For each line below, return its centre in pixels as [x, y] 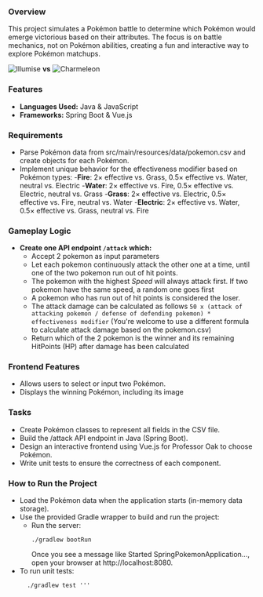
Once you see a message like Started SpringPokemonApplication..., [140, 555]
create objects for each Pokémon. [74, 160]
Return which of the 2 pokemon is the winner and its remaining [133, 338]
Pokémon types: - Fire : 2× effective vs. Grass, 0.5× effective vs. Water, [133, 177]
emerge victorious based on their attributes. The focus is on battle [115, 37]
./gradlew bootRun [61, 540]
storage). [34, 509]
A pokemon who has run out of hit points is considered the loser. [136, 298]
